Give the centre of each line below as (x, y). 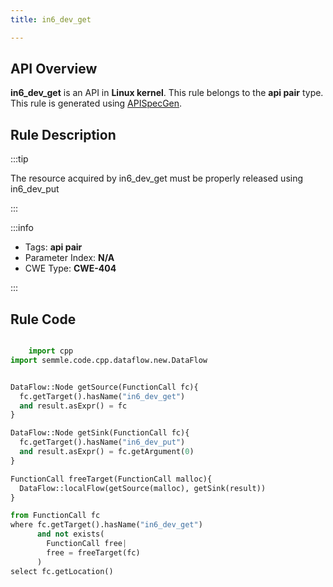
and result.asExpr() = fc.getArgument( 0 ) (107, 452)
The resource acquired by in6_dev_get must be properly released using (157, 178)
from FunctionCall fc (55, 516)
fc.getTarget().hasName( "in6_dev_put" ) (102, 442)
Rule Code (43, 319)
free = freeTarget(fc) (93, 552)
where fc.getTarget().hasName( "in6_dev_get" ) (106, 525)
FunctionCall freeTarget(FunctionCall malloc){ (111, 479)
